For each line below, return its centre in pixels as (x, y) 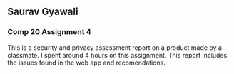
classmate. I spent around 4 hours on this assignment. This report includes (117, 55)
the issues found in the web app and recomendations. (86, 63)
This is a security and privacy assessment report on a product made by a (115, 47)
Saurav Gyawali (43, 12)
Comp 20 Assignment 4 (49, 32)
